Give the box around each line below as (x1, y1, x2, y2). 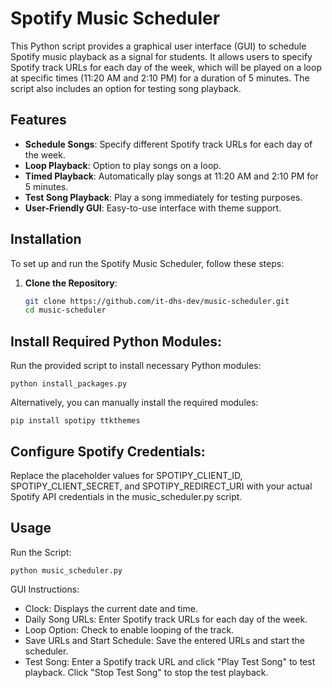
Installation (10, 231, 82, 248)
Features (10, 112, 67, 129)
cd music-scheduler (24, 305, 107, 316)
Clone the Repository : (24, 277, 118, 289)
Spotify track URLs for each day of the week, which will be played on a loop (10, 61, 322, 73)
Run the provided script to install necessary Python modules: (10, 360, 262, 372)
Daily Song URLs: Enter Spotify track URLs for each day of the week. (24, 613, 308, 625)
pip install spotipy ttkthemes (10, 416, 141, 426)
